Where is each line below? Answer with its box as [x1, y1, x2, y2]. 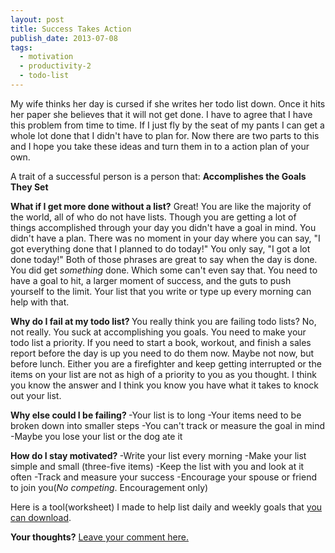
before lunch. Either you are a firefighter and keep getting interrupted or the [10, 357, 322, 370]
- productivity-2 [19, 61, 92, 71]
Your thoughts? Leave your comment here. [10, 531, 189, 543]
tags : [10, 42, 33, 53]
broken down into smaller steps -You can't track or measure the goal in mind [10, 419, 326, 431]
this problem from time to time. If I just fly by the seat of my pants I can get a [10, 119, 325, 131]
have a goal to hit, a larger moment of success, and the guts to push [10, 274, 292, 286]
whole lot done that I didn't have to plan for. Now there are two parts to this [10, 129, 320, 141]
